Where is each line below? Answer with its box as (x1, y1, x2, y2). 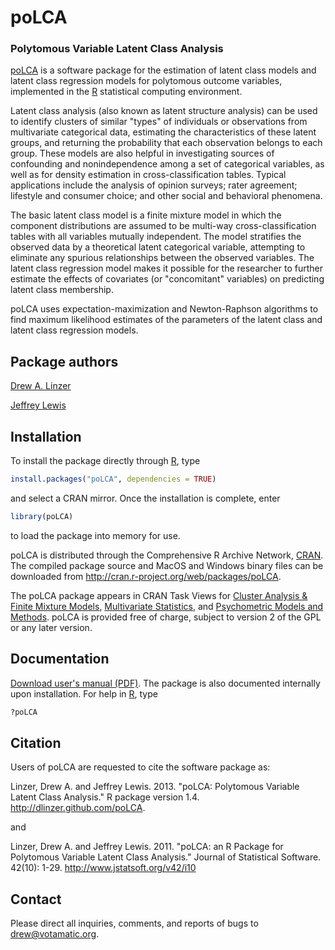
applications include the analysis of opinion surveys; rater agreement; (10, 179, 298, 191)
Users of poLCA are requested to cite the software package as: (10, 761, 271, 773)
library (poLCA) (10, 511, 74, 521)
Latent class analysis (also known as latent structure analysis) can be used (10, 105, 318, 117)
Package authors (10, 353, 119, 370)
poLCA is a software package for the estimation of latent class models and (10, 64, 317, 76)
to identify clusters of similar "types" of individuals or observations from (10, 116, 308, 128)
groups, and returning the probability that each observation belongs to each (10, 137, 323, 149)
